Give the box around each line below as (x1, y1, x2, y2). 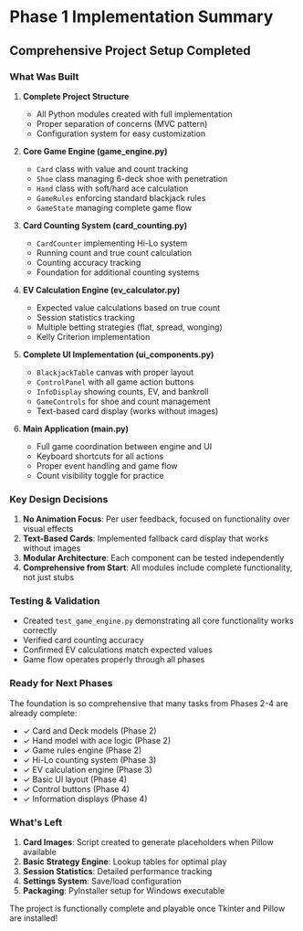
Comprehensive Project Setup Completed (9, 43, 251, 58)
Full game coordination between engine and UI (36, 440, 213, 451)
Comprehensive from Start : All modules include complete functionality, (22, 562, 293, 573)
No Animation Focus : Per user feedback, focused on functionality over (22, 513, 290, 524)
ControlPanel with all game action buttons (36, 376, 194, 387)
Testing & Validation (9, 595, 100, 608)
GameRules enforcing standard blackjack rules (36, 192, 206, 203)
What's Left (9, 816, 62, 829)
